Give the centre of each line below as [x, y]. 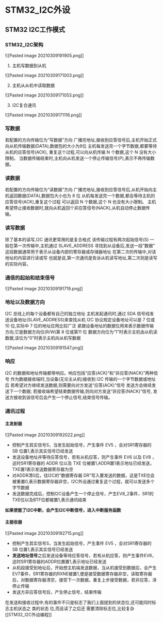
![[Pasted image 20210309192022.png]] [45, 435]
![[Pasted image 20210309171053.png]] [44, 95]
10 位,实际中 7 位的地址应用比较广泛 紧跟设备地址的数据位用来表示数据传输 [80, 326]
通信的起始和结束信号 [30, 277]
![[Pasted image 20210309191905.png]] [44, 55]
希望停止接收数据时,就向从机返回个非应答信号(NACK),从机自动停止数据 [75, 208]
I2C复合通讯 [24, 105]
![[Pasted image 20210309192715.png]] [44, 533]
